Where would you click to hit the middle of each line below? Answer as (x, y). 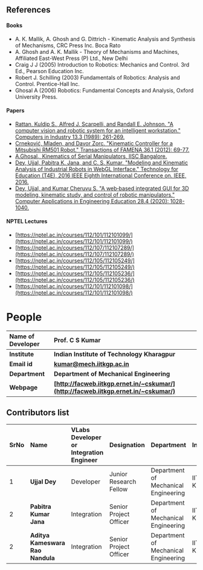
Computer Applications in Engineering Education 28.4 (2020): (92, 201)
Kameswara (47, 543)
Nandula (43, 558)
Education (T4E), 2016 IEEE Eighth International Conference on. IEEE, (101, 175)
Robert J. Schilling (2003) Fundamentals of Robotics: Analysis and (97, 77)
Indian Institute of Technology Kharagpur (114, 354)
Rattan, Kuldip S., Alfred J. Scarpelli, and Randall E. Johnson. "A (94, 124)
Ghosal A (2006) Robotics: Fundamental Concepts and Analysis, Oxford (104, 90)
